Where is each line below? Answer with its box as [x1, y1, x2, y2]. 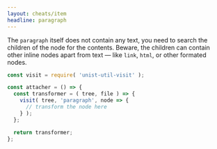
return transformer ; [13, 129, 73, 136]
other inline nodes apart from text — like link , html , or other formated [7, 50, 207, 59]
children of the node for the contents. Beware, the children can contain [7, 43, 211, 52]
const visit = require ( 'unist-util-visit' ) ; [7, 71, 145, 79]
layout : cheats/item [7, 10, 67, 17]
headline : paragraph [7, 17, 67, 24]
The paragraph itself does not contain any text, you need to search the [7, 36, 208, 44]
